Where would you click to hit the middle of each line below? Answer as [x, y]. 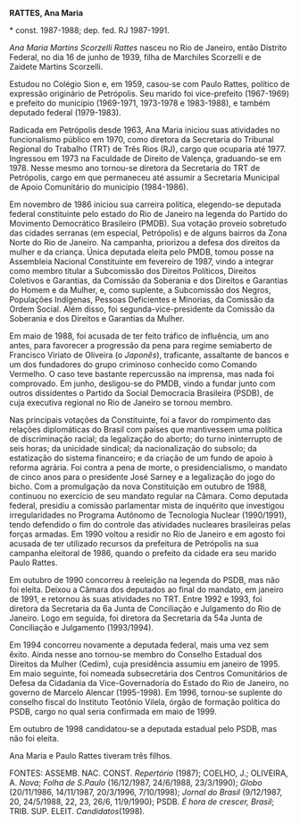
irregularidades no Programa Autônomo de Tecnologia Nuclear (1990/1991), [148, 515]
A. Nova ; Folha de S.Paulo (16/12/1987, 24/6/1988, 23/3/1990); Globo [136, 782]
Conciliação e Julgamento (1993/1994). [82, 627]
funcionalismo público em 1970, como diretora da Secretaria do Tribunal [142, 139]
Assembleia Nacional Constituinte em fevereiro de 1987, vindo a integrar [142, 262]
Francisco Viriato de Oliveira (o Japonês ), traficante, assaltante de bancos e [149, 355]
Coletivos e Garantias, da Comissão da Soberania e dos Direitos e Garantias [149, 280]
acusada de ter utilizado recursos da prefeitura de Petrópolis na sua [134, 544]
